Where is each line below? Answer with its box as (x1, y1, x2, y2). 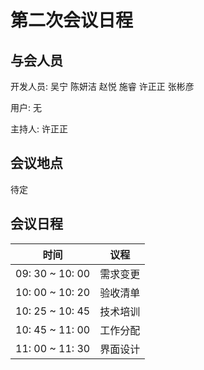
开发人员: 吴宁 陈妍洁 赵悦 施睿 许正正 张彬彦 (10, 81, 195, 92)
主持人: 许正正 (10, 123, 68, 135)
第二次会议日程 (10, 9, 134, 32)
